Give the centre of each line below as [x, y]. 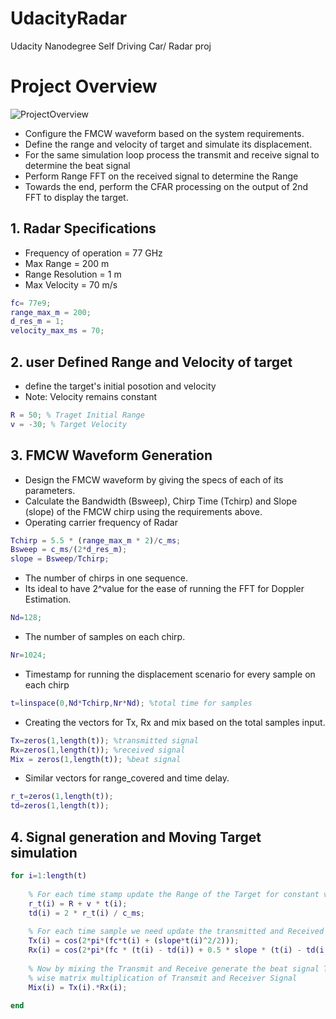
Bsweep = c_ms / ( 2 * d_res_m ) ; [69, 550]
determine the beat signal [77, 165]
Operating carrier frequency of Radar [101, 522]
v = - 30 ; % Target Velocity [69, 424]
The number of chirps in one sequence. [106, 578]
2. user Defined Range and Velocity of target [151, 362]
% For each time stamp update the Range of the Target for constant [174, 894]
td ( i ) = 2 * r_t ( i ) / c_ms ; [86, 913]
